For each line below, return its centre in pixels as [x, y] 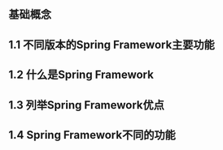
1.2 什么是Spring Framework [81, 75]
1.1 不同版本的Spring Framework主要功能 [112, 44]
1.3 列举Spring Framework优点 [87, 105]
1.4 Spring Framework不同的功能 [92, 135]
